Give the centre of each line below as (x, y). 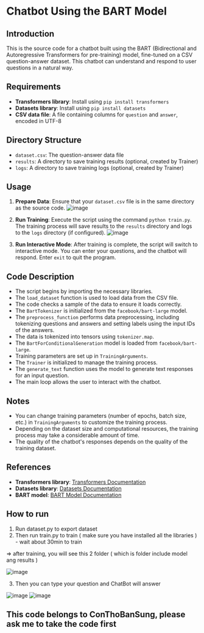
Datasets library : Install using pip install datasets (80, 108)
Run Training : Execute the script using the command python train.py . (103, 220)
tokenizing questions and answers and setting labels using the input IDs (105, 324)
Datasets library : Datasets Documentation (68, 488)
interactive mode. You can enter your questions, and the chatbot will (101, 251)
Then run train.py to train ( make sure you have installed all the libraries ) (106, 535)
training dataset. (36, 448)
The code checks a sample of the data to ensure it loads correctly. (98, 304)
